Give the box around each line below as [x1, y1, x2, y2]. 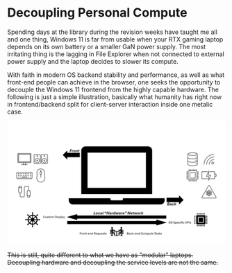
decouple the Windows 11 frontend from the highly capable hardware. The [7, 85, 219, 94]
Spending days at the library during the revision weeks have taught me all [7, 28, 217, 36]
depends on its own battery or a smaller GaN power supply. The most [7, 42, 206, 51]
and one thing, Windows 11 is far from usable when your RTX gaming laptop [7, 35, 224, 43]
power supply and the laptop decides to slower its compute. [7, 57, 179, 65]
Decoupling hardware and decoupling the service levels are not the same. [7, 258, 219, 267]
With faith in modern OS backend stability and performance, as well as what [7, 71, 225, 79]
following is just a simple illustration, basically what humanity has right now [7, 92, 222, 101]
